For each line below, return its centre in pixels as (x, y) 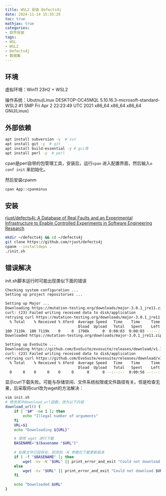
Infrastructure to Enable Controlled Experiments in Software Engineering (79, 223)
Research (15, 229)
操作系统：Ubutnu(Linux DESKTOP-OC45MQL (52, 100)
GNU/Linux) (17, 111)
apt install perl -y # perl (35, 153)
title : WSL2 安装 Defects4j (33, 10)
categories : (17, 28)
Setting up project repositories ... (44, 295)
